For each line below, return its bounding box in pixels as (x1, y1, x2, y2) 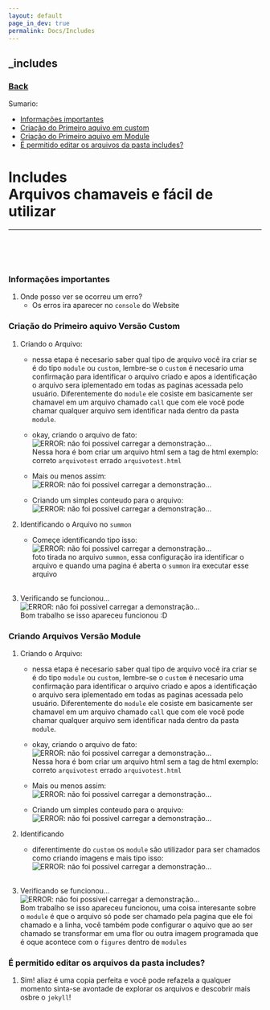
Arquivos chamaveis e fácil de (8, 186, 214, 203)
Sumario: (8, 99, 39, 109)
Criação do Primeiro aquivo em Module (19, 132, 150, 142)
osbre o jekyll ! (19, 992, 72, 1002)
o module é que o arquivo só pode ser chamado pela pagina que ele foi (19, 911, 253, 921)
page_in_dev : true (8, 19, 70, 27)
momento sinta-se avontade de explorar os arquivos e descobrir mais (19, 984, 251, 994)
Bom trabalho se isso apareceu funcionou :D (19, 610, 168, 620)
